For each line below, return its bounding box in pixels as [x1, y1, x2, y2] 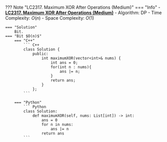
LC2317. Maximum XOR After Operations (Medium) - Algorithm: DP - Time [5, 10, 162, 16]
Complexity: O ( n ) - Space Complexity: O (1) [5, 15, 95, 21]
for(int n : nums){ [50, 65, 92, 70]
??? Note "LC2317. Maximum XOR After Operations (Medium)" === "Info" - [5, 5, 161, 10]
